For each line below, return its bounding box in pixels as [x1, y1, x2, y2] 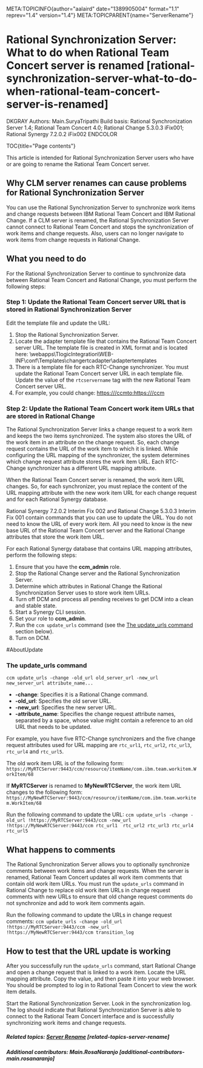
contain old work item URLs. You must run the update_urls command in [6, 880, 184, 887]
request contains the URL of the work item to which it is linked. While [6, 445, 178, 452]
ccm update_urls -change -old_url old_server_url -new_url [6, 675, 159, 681]
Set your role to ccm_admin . [15, 615, 87, 622]
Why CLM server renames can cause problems [6, 178, 187, 188]
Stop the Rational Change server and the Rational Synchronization [15, 570, 180, 577]
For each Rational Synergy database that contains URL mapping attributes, [6, 545, 193, 553]
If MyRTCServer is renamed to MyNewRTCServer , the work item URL [6, 782, 182, 790]
